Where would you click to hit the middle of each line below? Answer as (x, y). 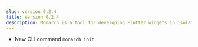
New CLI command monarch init (54, 39)
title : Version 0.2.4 (33, 17)
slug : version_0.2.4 (32, 11)
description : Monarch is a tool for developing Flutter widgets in (91, 22)
